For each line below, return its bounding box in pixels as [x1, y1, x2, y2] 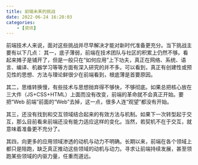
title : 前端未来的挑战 [6, 8, 56, 15]
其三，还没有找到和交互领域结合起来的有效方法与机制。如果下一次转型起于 [6, 111, 187, 118]
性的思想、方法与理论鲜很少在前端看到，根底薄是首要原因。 [11, 71, 156, 78]
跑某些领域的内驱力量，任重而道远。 [6, 153, 94, 160]
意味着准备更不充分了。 [6, 126, 63, 133]
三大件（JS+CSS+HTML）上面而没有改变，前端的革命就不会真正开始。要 [6, 91, 184, 98]
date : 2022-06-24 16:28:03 [6, 14, 72, 20]
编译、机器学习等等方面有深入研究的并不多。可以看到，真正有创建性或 [16, 64, 187, 71]
